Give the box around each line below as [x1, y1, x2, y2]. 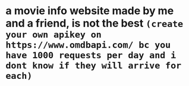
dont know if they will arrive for [5, 60, 182, 71]
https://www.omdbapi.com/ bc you [5, 39, 171, 51]
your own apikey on [5, 29, 102, 41]
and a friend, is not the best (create [5, 16, 184, 30]
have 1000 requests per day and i [5, 50, 177, 61]
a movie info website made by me [5, 4, 174, 18]
